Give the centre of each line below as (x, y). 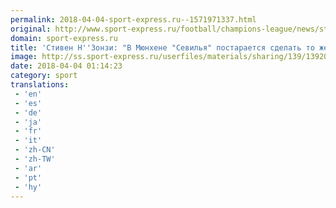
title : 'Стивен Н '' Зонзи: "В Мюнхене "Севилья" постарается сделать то (162, 47)
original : (31, 29)
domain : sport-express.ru (64, 38)
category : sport (44, 76)
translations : (40, 85)
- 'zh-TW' (35, 159)
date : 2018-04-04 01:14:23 (66, 66)
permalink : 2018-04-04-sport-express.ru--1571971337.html (133, 19)
